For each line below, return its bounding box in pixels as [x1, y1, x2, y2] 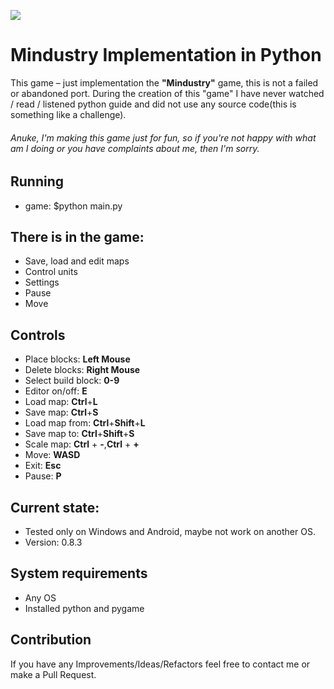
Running [10, 173, 65, 190]
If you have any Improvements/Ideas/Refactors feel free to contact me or [10, 658, 311, 670]
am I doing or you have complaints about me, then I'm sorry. [10, 142, 260, 154]
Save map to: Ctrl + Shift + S [24, 428, 135, 440]
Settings [24, 276, 60, 289]
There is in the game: [10, 228, 145, 245]
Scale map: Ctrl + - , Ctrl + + [24, 438, 140, 450]
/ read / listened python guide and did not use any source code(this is [10, 98, 297, 110]
